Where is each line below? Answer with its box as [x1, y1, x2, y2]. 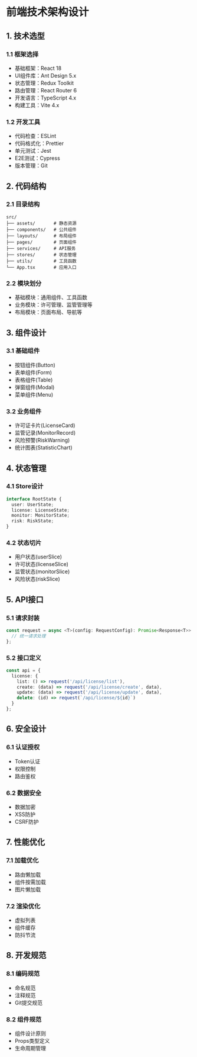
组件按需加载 [14, 878, 46, 885]
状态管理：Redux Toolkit [14, 79, 74, 86]
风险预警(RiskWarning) [14, 436, 70, 444]
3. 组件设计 [6, 327, 47, 338]
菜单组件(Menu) [14, 391, 54, 398]
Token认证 [14, 757, 40, 764]
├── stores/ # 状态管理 [6, 252, 77, 258]
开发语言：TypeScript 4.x [14, 94, 77, 101]
